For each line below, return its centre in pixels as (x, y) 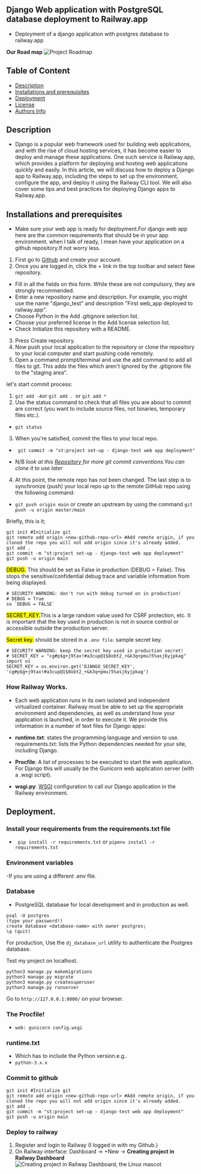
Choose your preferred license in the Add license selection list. (93, 323)
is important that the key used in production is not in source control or (92, 622)
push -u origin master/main (50, 510)
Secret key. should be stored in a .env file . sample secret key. (84, 640)
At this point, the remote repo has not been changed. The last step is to (103, 480)
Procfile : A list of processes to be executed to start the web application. (104, 762)
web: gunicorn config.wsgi (49, 1028)
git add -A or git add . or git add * (61, 396)
